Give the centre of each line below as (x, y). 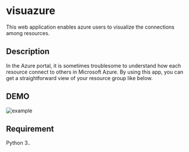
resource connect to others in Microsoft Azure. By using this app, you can (95, 72)
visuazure (31, 11)
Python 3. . (18, 143)
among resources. (28, 33)
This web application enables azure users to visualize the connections (90, 27)
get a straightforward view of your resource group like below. (79, 78)
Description (28, 52)
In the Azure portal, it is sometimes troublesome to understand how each (94, 65)
